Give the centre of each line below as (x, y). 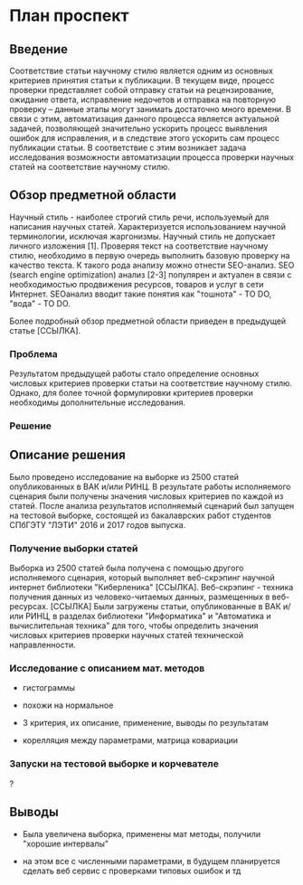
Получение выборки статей (74, 548)
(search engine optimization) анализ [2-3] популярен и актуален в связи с (151, 274)
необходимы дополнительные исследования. (98, 402)
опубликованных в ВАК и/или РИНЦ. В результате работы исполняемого (150, 486)
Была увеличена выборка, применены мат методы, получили (142, 833)
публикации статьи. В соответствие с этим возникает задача (128, 147)
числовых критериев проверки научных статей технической (127, 636)
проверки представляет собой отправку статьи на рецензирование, (142, 90)
